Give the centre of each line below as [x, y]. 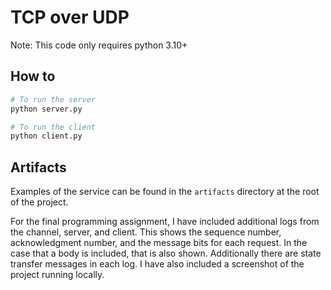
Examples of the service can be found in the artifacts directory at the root [165, 192]
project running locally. [57, 275]
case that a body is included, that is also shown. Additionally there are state [166, 253]
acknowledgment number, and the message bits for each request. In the [159, 243]
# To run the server [53, 99]
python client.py [46, 136]
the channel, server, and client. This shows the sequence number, [146, 232]
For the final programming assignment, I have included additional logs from [165, 222]
